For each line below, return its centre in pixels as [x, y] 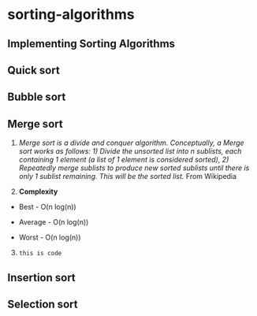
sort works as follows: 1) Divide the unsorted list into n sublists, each [130, 151]
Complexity [38, 191]
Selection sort [43, 304]
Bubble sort [37, 97]
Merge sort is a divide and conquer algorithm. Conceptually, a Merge [132, 143]
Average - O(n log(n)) [54, 222]
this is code [40, 254]
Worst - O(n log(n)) [50, 237]
